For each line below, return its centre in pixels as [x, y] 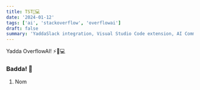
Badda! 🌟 [19, 69]
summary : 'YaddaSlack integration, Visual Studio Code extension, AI [94, 34]
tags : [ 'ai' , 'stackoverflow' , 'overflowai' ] [63, 23]
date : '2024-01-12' [30, 17]
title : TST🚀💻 [23, 12]
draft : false [22, 28]
